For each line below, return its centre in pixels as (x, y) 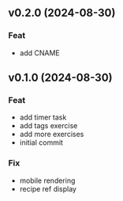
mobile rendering (47, 180)
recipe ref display (48, 188)
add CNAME (40, 53)
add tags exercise (48, 126)
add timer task (43, 117)
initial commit (41, 142)
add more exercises (52, 135)
